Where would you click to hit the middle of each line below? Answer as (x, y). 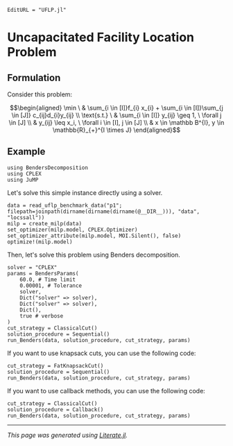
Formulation (34, 77)
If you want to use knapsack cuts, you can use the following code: (102, 353)
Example (26, 152)
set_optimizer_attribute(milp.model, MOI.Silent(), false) (94, 236)
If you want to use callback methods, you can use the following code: (106, 391)
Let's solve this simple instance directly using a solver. (85, 192)
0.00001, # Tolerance (51, 285)
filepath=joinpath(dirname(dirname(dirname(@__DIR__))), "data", (103, 212)
